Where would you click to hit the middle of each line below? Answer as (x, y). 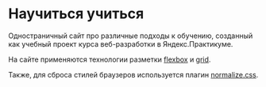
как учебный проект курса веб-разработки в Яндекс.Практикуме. (121, 43)
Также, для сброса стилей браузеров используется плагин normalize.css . (133, 74)
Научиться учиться (76, 14)
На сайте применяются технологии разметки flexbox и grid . (110, 59)
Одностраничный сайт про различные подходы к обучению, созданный (131, 36)
